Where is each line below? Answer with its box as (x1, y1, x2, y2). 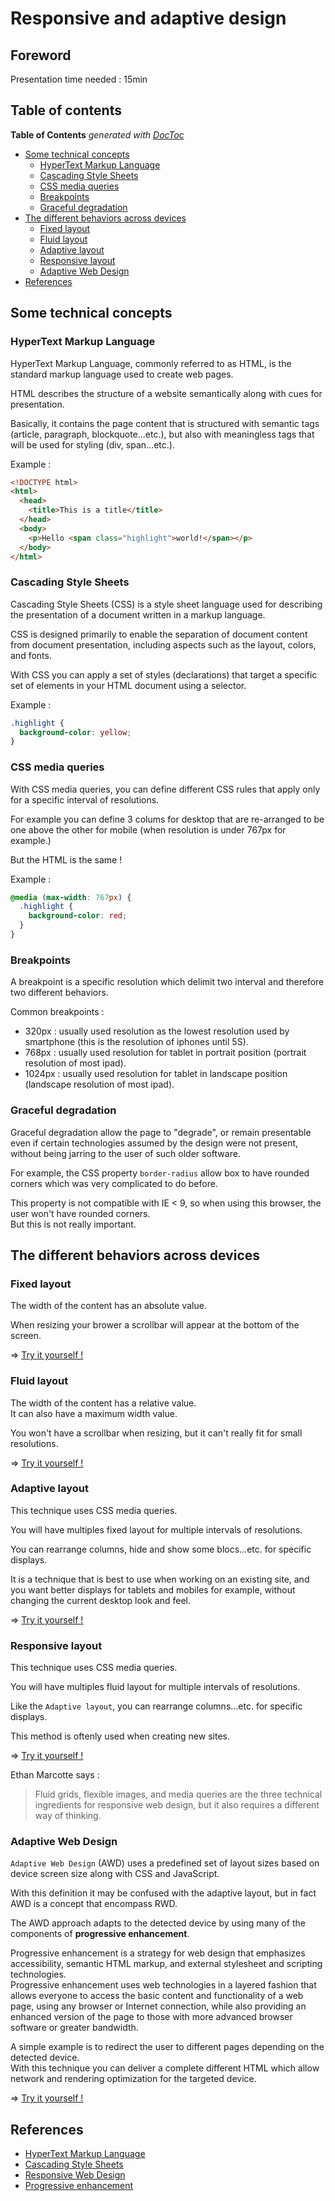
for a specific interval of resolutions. (10, 793, 160, 806)
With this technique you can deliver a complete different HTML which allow (10, 2062, 320, 2074)
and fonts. (10, 649, 52, 661)
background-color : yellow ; (19, 727, 132, 737)
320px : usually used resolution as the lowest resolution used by (24, 1025, 290, 1037)
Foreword (10, 47, 72, 64)
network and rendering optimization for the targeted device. (10, 2073, 257, 2085)
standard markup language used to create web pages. (10, 368, 234, 380)
